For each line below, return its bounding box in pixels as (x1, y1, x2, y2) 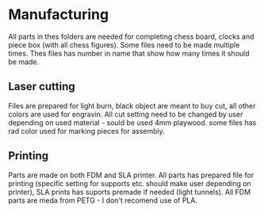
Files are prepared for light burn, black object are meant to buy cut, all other (8, 101, 256, 110)
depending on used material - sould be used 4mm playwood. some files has (8, 117, 257, 127)
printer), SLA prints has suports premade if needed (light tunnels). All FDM (8, 187, 251, 196)
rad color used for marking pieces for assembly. (8, 126, 165, 135)
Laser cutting (8, 80, 75, 93)
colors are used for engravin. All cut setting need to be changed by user (8, 109, 243, 119)
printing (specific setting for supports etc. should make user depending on (8, 178, 251, 188)
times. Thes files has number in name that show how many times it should (8, 48, 250, 58)
